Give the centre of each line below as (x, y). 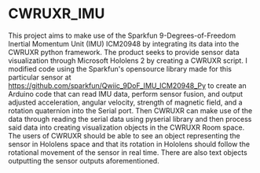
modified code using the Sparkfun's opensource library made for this (120, 68)
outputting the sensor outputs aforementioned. (84, 160)
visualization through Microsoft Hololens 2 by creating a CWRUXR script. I (128, 61)
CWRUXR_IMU (57, 14)
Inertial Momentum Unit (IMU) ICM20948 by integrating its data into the (124, 43)
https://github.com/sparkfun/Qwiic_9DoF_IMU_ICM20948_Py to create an (127, 85)
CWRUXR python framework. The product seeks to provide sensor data (124, 52)
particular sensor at (40, 77)
